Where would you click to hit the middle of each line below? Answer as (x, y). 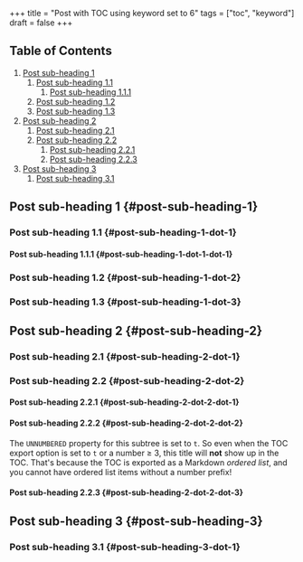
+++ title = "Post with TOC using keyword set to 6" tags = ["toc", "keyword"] (152, 13)
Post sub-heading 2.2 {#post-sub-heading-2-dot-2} (127, 380)
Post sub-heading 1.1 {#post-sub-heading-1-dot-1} (123, 232)
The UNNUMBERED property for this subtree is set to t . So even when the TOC (149, 443)
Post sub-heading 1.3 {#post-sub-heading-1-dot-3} (125, 302)
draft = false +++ (41, 23)
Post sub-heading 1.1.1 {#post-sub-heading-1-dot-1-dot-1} (121, 254)
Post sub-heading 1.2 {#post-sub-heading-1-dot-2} (125, 277)
